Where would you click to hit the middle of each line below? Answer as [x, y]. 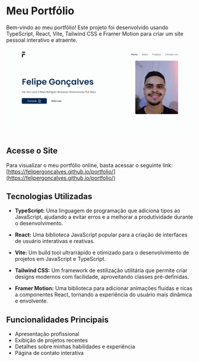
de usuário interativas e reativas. [55, 241]
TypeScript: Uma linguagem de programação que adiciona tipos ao [97, 211]
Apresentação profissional [47, 334]
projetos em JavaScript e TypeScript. [60, 259]
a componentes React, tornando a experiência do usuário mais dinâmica [103, 295]
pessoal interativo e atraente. [42, 40]
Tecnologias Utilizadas [49, 196]
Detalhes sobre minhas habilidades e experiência [75, 347]
